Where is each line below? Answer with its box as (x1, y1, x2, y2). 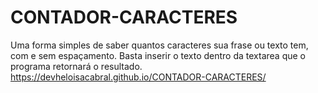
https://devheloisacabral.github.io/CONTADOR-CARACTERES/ (10, 71, 267, 83)
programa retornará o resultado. (10, 60, 143, 72)
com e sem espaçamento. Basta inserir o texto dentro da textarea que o (10, 49, 306, 61)
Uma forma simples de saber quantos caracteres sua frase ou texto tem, (10, 39, 309, 51)
